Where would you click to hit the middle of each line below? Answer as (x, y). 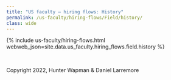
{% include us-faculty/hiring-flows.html (56, 41)
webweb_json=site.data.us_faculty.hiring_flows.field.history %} (86, 47)
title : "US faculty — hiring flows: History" (65, 12)
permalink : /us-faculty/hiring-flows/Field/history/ (75, 18)
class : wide (21, 23)
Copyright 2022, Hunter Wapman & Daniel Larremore (73, 70)
